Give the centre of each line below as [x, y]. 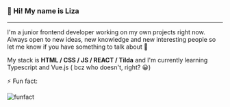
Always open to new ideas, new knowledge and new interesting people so [112, 40]
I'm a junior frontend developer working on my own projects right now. [106, 32]
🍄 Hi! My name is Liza [43, 11]
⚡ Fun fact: [22, 81]
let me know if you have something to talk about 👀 [78, 47]
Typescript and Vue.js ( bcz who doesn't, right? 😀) [79, 67]
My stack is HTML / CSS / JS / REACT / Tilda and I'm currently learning [107, 60]
